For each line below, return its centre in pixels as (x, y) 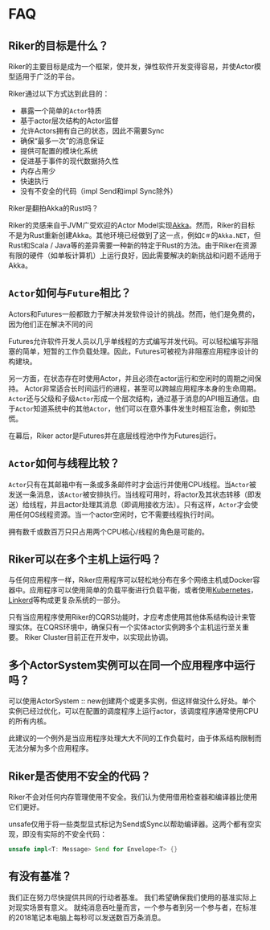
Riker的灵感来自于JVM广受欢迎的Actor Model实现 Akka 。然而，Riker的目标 (132, 225)
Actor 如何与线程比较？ (64, 463)
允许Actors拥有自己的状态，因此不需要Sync (92, 131)
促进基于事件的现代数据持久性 (69, 161)
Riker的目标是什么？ (59, 45)
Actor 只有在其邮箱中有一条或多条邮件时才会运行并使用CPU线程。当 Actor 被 (133, 484)
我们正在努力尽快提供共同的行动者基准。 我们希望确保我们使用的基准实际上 (133, 897)
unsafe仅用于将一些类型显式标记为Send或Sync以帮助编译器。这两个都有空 (131, 824)
